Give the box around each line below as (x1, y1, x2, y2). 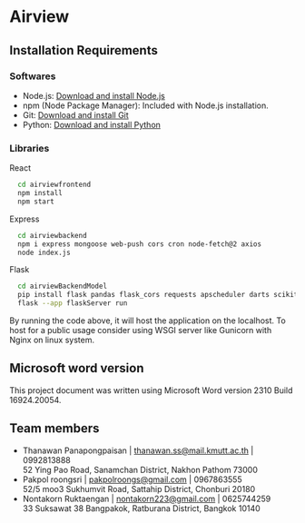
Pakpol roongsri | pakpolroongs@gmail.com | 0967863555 (22, 474, 242, 485)
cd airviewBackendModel (17, 281, 107, 291)
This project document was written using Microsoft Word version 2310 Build (9, 384, 293, 396)
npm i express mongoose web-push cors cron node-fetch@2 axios (17, 239, 261, 249)
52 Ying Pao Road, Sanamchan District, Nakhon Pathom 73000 (22, 464, 259, 475)
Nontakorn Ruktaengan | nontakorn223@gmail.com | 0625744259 (22, 493, 271, 504)
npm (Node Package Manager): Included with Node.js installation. (22, 100, 270, 111)
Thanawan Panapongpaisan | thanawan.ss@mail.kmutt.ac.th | (22, 445, 254, 456)
